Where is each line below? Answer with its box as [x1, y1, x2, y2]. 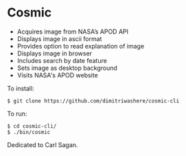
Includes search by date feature [16, 56, 108, 64]
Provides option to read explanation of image [16, 42, 145, 50]
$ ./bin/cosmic [7, 129, 51, 135]
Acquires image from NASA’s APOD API [16, 27, 129, 36]
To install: [7, 84, 34, 92]
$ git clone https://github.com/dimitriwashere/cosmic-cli [7, 97, 180, 104]
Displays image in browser [16, 49, 93, 57]
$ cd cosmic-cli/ [7, 122, 57, 129]
